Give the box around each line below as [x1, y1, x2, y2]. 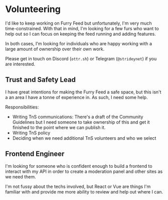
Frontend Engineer [5, 150, 65, 158]
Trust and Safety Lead [5, 75, 76, 84]
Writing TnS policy [12, 130, 51, 136]
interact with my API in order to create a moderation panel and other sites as [5, 168, 163, 174]
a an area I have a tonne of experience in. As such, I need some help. [5, 94, 148, 100]
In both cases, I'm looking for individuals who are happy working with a [5, 40, 152, 46]
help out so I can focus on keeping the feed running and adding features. [5, 31, 156, 37]
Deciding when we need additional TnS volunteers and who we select [12, 135, 156, 141]
